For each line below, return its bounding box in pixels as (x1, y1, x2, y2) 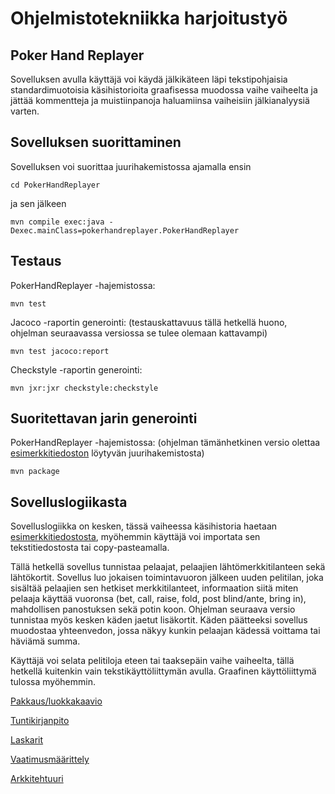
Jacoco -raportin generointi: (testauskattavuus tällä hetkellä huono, (10, 316, 288, 328)
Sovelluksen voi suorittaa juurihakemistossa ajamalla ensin (10, 160, 252, 172)
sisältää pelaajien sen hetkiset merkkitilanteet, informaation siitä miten (10, 582, 299, 594)
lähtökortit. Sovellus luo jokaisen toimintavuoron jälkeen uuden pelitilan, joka (10, 572, 324, 584)
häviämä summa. (10, 635, 81, 647)
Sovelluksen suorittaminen (10, 134, 182, 151)
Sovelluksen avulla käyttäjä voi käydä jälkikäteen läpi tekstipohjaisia (10, 73, 288, 85)
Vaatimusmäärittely (10, 753, 90, 766)
